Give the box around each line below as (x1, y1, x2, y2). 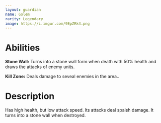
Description (5, 91, 55, 102)
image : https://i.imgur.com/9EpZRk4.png (5, 21, 90, 26)
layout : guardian (5, 7, 41, 12)
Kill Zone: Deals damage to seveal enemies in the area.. (5, 74, 120, 80)
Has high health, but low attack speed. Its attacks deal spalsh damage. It (5, 107, 154, 113)
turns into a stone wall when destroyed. (5, 112, 86, 119)
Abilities (5, 42, 40, 53)
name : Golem (5, 12, 30, 17)
